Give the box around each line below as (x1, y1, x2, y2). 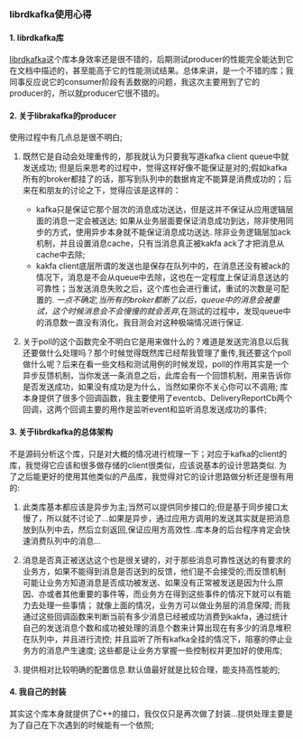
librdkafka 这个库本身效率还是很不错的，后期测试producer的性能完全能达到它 (9, 54, 294, 65)
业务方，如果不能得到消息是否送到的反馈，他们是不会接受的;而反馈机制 (22, 566, 287, 576)
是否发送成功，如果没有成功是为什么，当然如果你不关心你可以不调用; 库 (22, 381, 289, 392)
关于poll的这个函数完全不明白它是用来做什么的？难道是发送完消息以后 (22, 336, 281, 347)
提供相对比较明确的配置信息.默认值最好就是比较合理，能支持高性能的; (22, 664, 281, 675)
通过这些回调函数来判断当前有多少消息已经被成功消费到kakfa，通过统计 (22, 611, 289, 622)
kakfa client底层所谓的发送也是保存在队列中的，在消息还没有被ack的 (35, 260, 290, 272)
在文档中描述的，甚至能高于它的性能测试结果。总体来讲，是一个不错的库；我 (9, 65, 294, 76)
